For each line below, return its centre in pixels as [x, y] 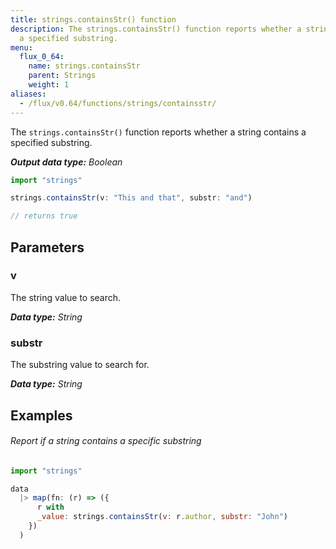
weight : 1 [49, 85]
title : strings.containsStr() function [93, 19]
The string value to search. [66, 297]
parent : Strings [62, 76]
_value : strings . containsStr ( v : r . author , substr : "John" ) [162, 517]
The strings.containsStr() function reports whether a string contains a [158, 132]
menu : [21, 47]
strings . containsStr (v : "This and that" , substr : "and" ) [131, 198]
